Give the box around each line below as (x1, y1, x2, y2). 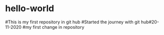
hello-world (5, 3, 55, 14)
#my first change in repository (22, 24, 84, 30)
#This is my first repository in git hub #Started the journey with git (5, 19, 140, 25)
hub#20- (141, 19, 159, 25)
